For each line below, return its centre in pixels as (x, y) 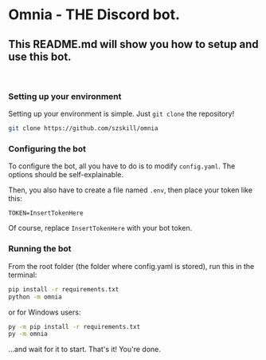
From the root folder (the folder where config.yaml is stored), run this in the (131, 266)
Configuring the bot (47, 149)
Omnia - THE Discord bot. (94, 15)
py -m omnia (28, 334)
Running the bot (40, 249)
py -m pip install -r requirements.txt (74, 326)
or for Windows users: (45, 312)
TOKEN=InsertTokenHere (46, 213)
